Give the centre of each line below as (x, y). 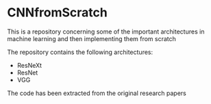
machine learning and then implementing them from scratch (92, 38)
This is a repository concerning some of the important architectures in (106, 31)
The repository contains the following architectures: (80, 52)
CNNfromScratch (57, 13)
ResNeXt (29, 65)
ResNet (27, 73)
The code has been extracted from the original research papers (97, 93)
